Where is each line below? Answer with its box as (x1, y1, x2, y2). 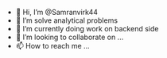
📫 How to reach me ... (15, 42, 90, 50)
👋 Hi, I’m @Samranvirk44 (15, 8, 98, 16)
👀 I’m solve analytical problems (15, 16, 118, 25)
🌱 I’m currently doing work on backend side (15, 24, 159, 33)
